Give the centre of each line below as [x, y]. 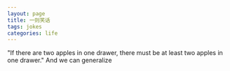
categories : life [33, 33]
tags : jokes [25, 26]
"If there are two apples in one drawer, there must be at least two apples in [115, 53]
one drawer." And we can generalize [60, 61]
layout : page [26, 14]
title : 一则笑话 [29, 20]
